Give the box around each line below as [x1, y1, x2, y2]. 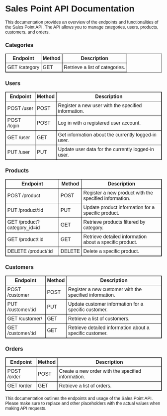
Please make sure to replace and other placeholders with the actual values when [5, 401, 161, 406]
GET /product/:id [7, 237, 44, 243]
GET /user [7, 134, 30, 140]
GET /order [7, 383, 32, 389]
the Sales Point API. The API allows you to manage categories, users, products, [5, 24, 159, 30]
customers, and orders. [5, 29, 50, 35]
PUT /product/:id [7, 207, 44, 213]
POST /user [7, 105, 34, 111]
